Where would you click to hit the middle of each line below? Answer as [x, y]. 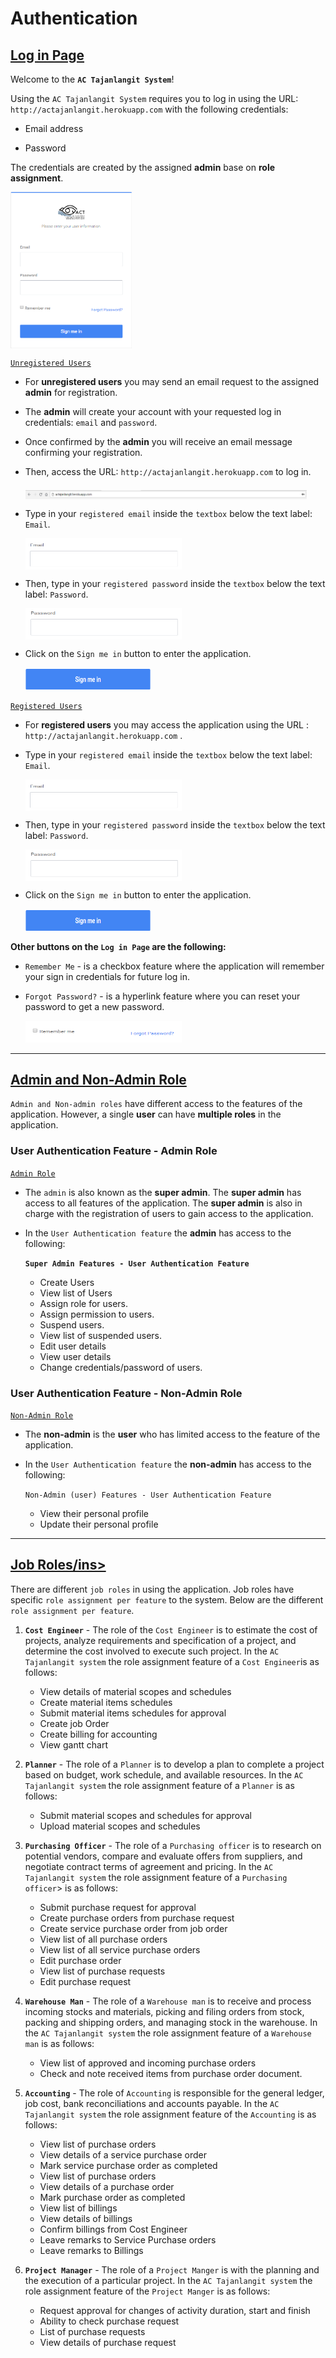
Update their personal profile [99, 1524]
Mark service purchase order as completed [128, 2165]
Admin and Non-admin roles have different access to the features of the [156, 1104]
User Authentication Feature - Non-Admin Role [126, 1393]
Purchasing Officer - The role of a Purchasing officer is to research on [173, 1845]
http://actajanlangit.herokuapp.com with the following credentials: [149, 109]
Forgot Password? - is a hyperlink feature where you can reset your [162, 996]
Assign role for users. [84, 1303]
